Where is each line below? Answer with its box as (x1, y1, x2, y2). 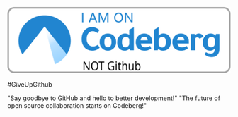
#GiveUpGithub (7, 80, 52, 89)
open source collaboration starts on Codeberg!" (7, 101, 147, 110)
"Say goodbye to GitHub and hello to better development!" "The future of (7, 94, 221, 102)
